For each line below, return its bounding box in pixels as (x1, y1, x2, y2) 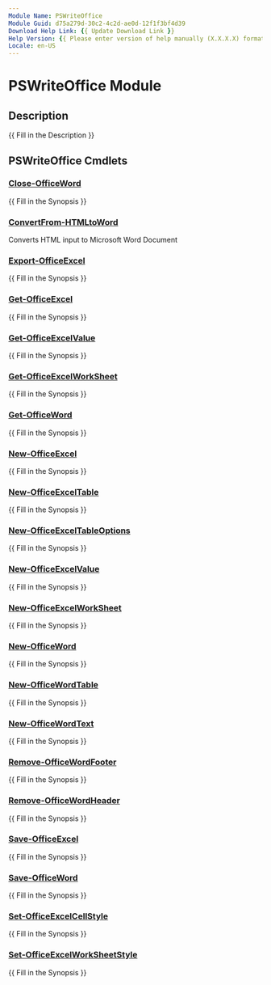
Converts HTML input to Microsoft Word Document (8, 235, 178, 245)
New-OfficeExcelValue (8, 564, 100, 575)
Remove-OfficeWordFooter (8, 756, 117, 767)
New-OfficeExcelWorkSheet (8, 602, 123, 613)
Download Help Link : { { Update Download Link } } (8, 27, 175, 35)
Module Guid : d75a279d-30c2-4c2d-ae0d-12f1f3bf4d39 (8, 19, 186, 27)
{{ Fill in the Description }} (8, 130, 95, 140)
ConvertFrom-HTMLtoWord (8, 216, 119, 227)
